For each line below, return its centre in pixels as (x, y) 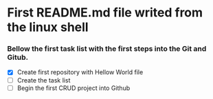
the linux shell (48, 27)
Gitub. (18, 58)
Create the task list (44, 80)
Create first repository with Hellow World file (80, 72)
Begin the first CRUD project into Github (74, 88)
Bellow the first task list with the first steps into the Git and (107, 49)
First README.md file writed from (105, 13)
